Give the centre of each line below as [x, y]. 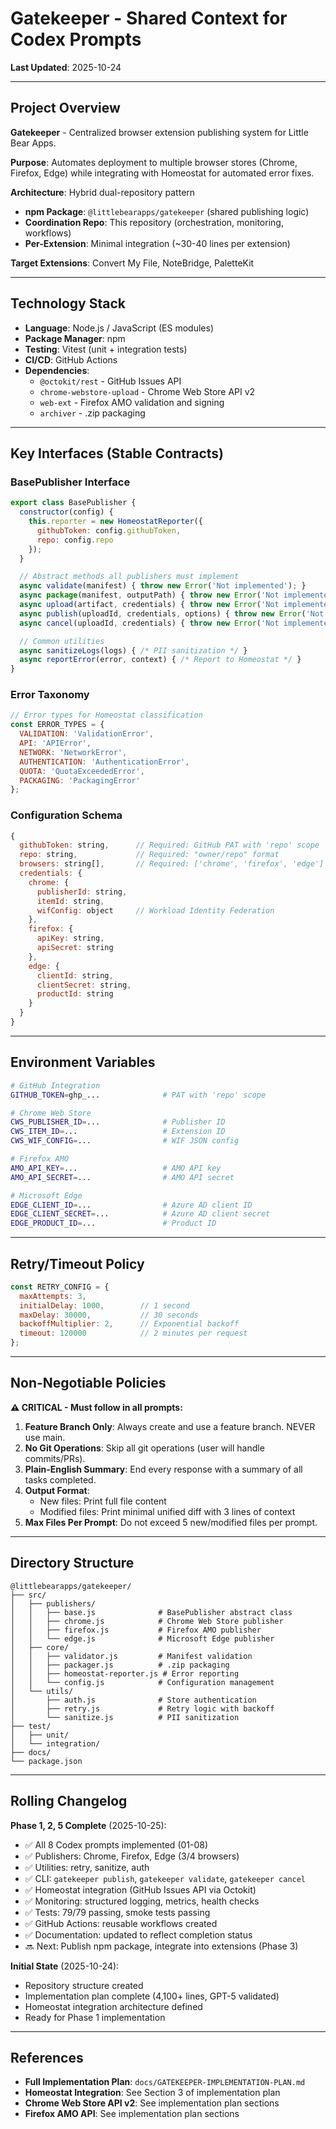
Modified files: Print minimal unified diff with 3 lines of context [167, 1511]
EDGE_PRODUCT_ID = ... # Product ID [113, 1223]
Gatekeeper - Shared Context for [149, 18]
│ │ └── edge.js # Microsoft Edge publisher [142, 1638]
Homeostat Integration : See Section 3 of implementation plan [152, 2093]
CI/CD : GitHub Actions [71, 359]
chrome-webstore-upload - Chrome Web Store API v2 [147, 391]
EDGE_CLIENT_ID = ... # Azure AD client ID [131, 1205]
